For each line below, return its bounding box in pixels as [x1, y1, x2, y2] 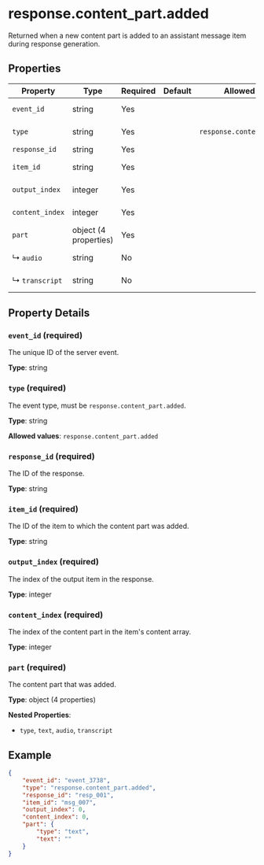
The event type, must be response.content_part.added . [8, 401, 186, 410]
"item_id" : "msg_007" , [22, 798, 97, 807]
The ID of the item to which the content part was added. [8, 521, 190, 531]
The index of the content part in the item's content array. [8, 627, 192, 636]
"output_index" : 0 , [22, 806, 86, 814]
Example [8, 749, 52, 762]
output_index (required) [8, 556, 100, 567]
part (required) [8, 662, 67, 673]
